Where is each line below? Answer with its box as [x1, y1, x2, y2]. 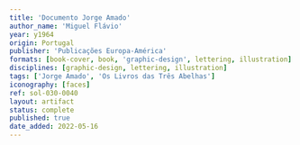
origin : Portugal [9, 38, 75, 48]
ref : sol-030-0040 [9, 88, 78, 97]
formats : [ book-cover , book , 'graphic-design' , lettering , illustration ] [9, 55, 293, 64]
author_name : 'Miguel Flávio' [9, 22, 123, 31]
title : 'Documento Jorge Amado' [9, 13, 131, 23]
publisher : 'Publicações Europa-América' [9, 47, 168, 56]
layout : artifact [9, 96, 75, 106]
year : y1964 [9, 30, 54, 39]
